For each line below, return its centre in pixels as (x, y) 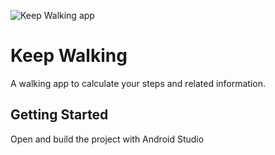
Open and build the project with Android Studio (107, 139)
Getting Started (59, 115)
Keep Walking (69, 56)
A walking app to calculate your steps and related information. (138, 83)
